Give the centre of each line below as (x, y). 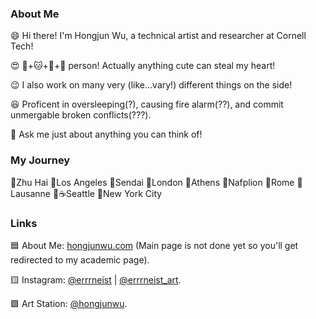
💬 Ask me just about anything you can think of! (106, 134)
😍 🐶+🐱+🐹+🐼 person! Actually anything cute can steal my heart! (143, 66)
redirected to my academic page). (80, 259)
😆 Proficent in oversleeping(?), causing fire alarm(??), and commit (147, 104)
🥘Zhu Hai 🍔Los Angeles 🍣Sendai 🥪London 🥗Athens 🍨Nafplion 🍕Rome (152, 182)
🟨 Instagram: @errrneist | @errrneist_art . (96, 279)
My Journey (40, 160)
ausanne (31, 193)
